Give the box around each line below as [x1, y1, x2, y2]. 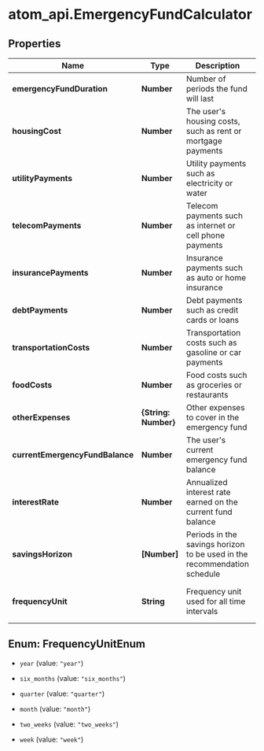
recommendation [185, 559, 250, 569]
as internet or [185, 220, 236, 231]
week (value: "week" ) [19, 734, 84, 744]
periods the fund [185, 83, 247, 94]
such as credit [185, 305, 239, 316]
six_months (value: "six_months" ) [19, 673, 126, 683]
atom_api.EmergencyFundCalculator [8, 6, 253, 24]
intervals [185, 606, 218, 616]
